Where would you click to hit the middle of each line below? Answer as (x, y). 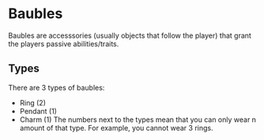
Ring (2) (32, 102)
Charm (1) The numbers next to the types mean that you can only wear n (138, 120)
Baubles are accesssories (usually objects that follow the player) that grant (130, 35)
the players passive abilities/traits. (64, 43)
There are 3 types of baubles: (57, 87)
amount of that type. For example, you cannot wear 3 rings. (116, 127)
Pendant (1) (38, 111)
